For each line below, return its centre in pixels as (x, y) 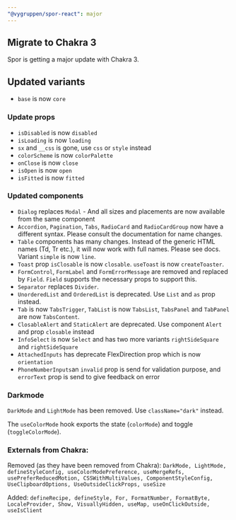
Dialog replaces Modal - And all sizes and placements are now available (121, 211)
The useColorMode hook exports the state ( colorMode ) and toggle (100, 424)
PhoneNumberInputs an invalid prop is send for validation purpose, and (119, 369)
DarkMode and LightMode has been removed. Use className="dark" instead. (116, 410)
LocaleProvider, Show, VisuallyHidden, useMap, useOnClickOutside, (109, 504)
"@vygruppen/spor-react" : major (55, 14)
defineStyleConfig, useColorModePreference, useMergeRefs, (96, 472)
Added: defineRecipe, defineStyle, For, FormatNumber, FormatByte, (109, 498)
